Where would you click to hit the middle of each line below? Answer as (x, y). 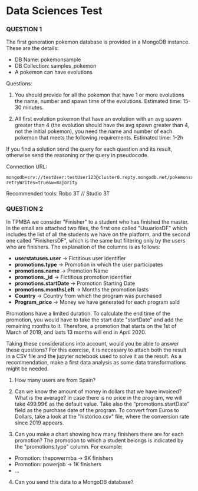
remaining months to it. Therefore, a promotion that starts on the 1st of (91, 326)
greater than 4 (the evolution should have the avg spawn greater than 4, (102, 125)
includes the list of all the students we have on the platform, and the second (98, 234)
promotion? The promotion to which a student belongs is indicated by (99, 440)
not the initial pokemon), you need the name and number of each (93, 131)
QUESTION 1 (24, 29)
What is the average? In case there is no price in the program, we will (98, 397)
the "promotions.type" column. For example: (68, 446)
